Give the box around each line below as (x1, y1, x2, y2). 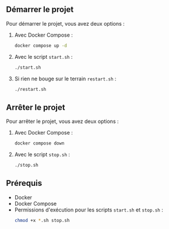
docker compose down (14, 140, 65, 146)
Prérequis (6, 178, 43, 188)
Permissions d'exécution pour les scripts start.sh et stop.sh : (14, 206, 163, 213)
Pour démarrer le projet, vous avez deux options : (6, 20, 125, 27)
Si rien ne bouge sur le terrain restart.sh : (14, 75, 117, 82)
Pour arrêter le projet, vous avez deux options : (6, 118, 119, 125)
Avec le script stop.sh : (14, 151, 71, 158)
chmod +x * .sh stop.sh (14, 217, 70, 223)
